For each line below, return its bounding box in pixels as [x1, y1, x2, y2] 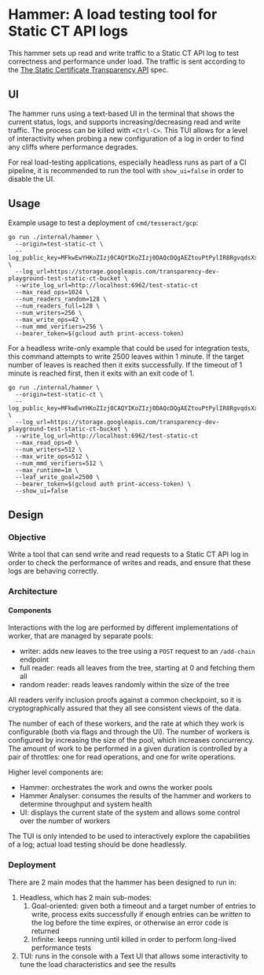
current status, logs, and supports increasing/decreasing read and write [8, 116, 241, 127]
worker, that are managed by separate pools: [8, 631, 153, 641]
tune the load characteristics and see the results [19, 959, 177, 969]
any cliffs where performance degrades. [8, 142, 139, 151]
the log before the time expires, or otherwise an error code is [31, 918, 229, 927]
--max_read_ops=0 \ [15, 438, 79, 446]
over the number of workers [19, 816, 111, 825]
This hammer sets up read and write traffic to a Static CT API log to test [8, 48, 240, 57]
